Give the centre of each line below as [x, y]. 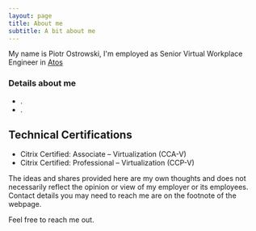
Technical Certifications [70, 135]
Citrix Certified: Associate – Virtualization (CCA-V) [103, 154]
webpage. [25, 204]
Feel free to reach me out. [51, 220]
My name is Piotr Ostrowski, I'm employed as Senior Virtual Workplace [126, 54]
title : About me [36, 23]
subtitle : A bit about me [52, 31]
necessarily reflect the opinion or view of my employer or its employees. [128, 187]
